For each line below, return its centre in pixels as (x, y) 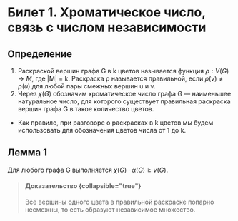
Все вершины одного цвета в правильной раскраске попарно (119, 202)
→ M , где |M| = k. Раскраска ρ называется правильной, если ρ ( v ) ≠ (120, 78)
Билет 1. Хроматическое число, (106, 12)
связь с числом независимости (107, 27)
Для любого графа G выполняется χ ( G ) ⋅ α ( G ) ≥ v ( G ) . (88, 170)
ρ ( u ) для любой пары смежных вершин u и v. (86, 86)
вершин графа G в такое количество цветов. (86, 109)
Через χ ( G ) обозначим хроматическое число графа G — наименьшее (124, 94)
